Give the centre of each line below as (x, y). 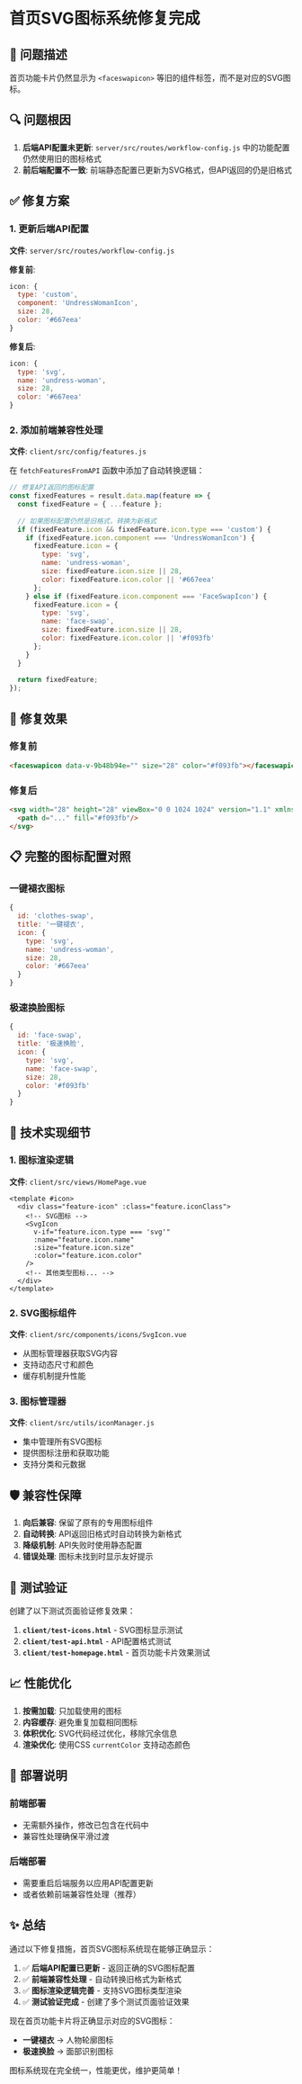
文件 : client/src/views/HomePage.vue (78, 1181)
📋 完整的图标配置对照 (71, 857)
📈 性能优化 (40, 1684)
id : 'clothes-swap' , (56, 916)
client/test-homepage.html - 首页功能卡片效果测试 (116, 1653)
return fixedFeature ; (58, 680)
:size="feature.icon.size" (84, 1247)
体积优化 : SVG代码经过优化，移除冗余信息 (100, 1733)
